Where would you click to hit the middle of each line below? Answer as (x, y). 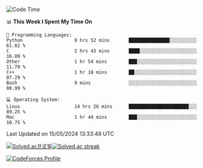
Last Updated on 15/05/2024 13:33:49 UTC (60, 134)
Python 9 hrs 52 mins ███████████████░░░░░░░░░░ (102, 40)
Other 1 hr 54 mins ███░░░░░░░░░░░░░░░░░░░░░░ (102, 61)
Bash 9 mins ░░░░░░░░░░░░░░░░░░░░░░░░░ (102, 83)
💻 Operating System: (33, 100)
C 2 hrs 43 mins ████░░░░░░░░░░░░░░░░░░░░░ (102, 51)
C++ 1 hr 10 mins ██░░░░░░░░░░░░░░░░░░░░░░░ (102, 72)
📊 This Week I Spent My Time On (49, 22)
